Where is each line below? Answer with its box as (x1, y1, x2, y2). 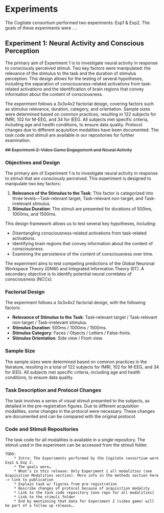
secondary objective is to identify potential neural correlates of (5, 271, 132, 277)
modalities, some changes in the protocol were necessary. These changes (5, 408, 155, 414)
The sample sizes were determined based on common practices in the (5, 359, 147, 365)
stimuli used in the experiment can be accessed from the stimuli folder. (5, 442, 148, 448)
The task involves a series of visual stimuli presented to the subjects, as (5, 398, 150, 403)
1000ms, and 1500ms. (12, 211, 57, 217)
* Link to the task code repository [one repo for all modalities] (14, 490, 154, 495)
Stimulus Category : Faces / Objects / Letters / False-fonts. (12, 330, 131, 336)
